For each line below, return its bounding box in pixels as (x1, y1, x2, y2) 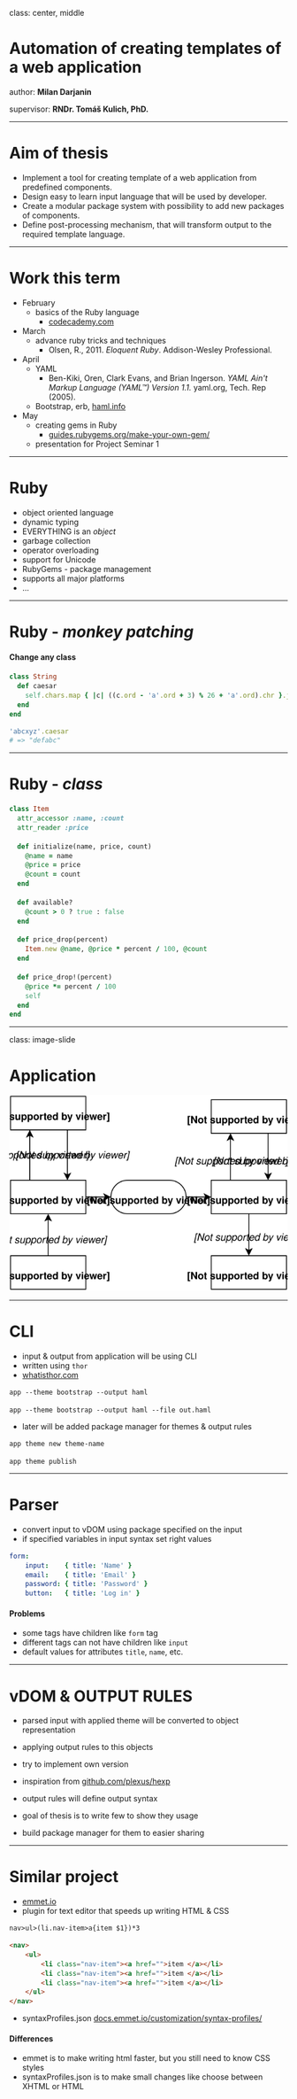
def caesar (17, 682, 57, 691)
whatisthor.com (21, 1369, 80, 1380)
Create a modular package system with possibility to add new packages (21, 200, 285, 211)
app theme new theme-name (9, 1439, 104, 1448)
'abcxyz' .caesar (9, 726, 69, 736)
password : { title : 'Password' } (25, 1580, 148, 1589)
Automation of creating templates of (9, 39, 282, 58)
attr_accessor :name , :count (17, 814, 125, 823)
